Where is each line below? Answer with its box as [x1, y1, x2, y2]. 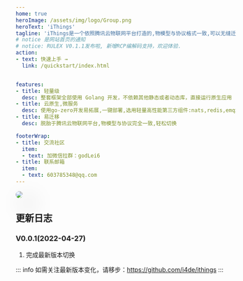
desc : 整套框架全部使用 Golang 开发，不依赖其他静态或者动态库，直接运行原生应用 [22, 94, 233, 101]
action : [15, 50, 38, 57]
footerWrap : [15, 132, 50, 140]
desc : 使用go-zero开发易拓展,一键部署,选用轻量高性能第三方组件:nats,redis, [22, 107, 226, 114]
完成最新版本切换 [25, 250, 75, 259]
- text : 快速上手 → [15, 56, 68, 63]
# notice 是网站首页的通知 [15, 36, 86, 43]
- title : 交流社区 [15, 139, 66, 146]
